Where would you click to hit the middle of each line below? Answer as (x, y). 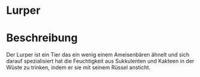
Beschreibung (42, 38)
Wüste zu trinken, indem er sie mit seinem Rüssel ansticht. (78, 67)
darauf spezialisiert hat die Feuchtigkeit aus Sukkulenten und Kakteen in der (100, 61)
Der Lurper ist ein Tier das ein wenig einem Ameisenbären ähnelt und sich (98, 55)
